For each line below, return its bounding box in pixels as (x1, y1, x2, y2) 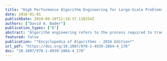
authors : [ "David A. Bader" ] (5, 21, 66, 26)
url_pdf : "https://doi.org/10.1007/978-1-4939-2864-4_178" (5, 44, 130, 49)
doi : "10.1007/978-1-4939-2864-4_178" (5, 48, 85, 53)
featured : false (5, 35, 39, 40)
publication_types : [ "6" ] (5, 26, 59, 30)
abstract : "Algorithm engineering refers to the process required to (5, 30, 153, 35)
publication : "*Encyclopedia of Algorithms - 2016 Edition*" (5, 39, 135, 44)
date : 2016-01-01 (5, 12, 41, 17)
